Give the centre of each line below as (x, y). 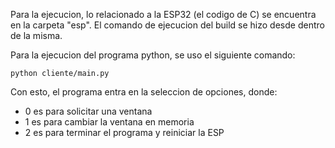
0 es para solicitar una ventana (88, 111)
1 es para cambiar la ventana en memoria (109, 122)
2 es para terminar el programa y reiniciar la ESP (124, 132)
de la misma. (36, 35)
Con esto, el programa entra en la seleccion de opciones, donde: (144, 92)
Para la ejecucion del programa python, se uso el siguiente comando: (153, 55)
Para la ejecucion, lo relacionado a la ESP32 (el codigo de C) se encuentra (163, 14)
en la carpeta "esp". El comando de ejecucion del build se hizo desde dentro (167, 25)
